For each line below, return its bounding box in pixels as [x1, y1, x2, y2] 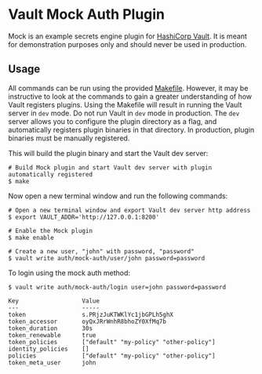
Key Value [8, 296, 100, 305]
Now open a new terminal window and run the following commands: [8, 191, 228, 201]
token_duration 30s [8, 324, 93, 332]
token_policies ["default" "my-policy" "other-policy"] [8, 338, 216, 346]
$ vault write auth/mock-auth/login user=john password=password [8, 283, 226, 291]
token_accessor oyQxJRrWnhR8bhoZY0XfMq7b [8, 318, 167, 325]
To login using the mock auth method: [8, 268, 131, 278]
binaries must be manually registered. [8, 133, 130, 143]
